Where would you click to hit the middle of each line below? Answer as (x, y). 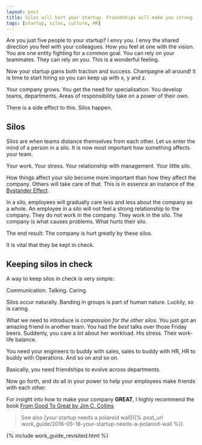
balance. (26, 339)
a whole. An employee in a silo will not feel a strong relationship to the (93, 209)
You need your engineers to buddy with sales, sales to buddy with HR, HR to (101, 351)
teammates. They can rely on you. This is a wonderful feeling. (83, 60)
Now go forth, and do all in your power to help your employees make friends (101, 381)
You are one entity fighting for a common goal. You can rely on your (90, 53)
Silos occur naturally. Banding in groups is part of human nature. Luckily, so (100, 302)
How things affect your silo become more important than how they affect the (101, 178)
